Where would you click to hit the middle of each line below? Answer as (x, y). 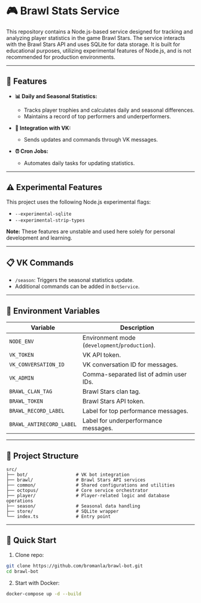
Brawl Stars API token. (114, 402)
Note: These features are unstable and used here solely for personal (91, 231)
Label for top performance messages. (135, 411)
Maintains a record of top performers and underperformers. (98, 116)
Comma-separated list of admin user (135, 375)
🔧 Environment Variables (53, 311)
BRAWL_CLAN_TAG (31, 392)
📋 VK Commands (40, 263)
